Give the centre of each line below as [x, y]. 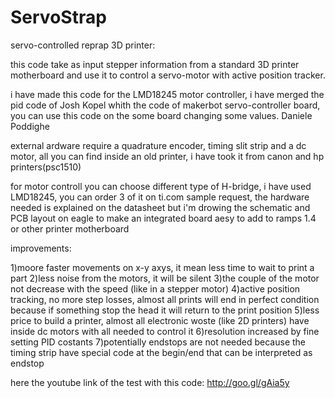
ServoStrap [58, 17]
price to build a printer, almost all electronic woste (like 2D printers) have [160, 320]
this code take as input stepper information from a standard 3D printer [155, 64]
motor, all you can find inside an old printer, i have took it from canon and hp [167, 156]
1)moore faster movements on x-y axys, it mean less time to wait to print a [162, 267]
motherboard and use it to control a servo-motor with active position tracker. [168, 75]
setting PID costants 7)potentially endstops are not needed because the [158, 342]
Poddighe [30, 126]
